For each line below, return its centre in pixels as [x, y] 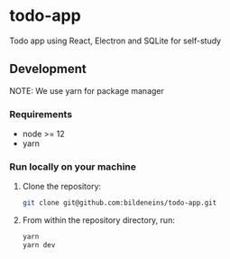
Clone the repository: [62, 187]
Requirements [41, 114]
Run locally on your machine [73, 166]
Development [48, 69]
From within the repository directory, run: [99, 220]
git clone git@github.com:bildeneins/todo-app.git [120, 203]
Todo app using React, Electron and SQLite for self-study [115, 41]
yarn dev [39, 245]
